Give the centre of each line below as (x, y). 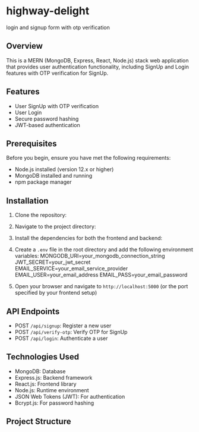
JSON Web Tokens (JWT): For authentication (70, 396)
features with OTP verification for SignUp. (57, 73)
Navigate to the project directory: (55, 226)
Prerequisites (31, 144)
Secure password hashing (47, 119)
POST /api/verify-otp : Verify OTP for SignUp (71, 332)
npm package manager (43, 182)
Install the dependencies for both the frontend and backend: (89, 238)
